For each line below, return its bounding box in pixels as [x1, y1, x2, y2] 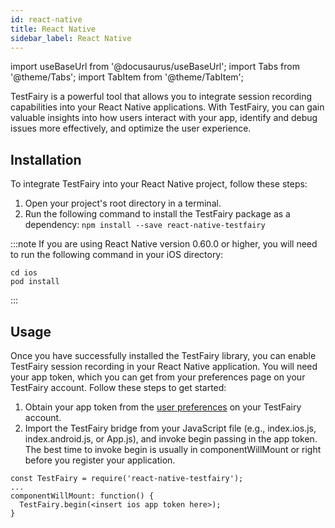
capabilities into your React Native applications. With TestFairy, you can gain [10, 101, 325, 113]
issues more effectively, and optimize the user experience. [10, 122, 252, 135]
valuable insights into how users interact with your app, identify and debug [10, 112, 318, 124]
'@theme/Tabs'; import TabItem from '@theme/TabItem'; [10, 71, 244, 83]
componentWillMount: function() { [10, 491, 155, 501]
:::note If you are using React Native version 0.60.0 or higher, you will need [10, 238, 318, 250]
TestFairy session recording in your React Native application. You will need [10, 361, 318, 372]
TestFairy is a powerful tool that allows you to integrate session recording [10, 91, 313, 103]
